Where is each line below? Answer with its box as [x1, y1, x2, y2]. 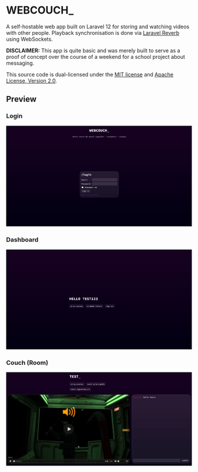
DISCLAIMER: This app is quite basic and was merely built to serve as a [6, 47, 181, 54]
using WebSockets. [6, 35, 53, 42]
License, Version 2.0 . [6, 77, 57, 84]
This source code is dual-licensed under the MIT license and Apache [6, 71, 174, 78]
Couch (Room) [6, 358, 48, 367]
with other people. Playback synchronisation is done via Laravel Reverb [6, 29, 180, 36]
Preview [6, 94, 37, 104]
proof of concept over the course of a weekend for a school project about [6, 53, 186, 60]
